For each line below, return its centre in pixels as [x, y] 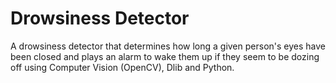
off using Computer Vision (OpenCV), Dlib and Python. [122, 67]
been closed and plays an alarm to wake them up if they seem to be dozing [165, 56]
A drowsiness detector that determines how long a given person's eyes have [168, 46]
